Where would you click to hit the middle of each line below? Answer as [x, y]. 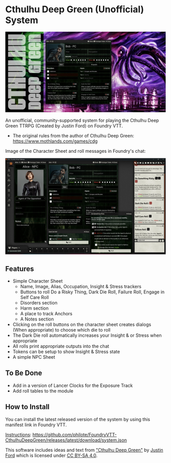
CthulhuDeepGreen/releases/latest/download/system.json [66, 440]
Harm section [34, 308]
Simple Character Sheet [37, 281]
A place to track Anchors [46, 313]
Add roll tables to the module [43, 391]
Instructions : [18, 434]
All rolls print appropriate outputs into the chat [61, 346]
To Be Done [24, 373]
